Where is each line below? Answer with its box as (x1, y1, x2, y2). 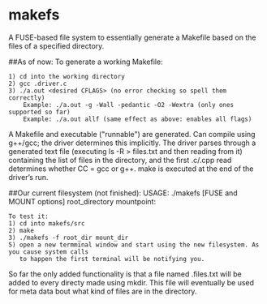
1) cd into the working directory (8, 72, 126, 80)
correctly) (8, 93, 45, 102)
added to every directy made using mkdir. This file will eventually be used (8, 277, 254, 287)
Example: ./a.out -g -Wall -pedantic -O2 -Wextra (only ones (23, 101, 234, 109)
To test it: (8, 212, 49, 221)
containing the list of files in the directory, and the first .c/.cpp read (8, 155, 232, 165)
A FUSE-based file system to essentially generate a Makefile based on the (8, 32, 256, 42)
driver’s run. (8, 172, 49, 182)
